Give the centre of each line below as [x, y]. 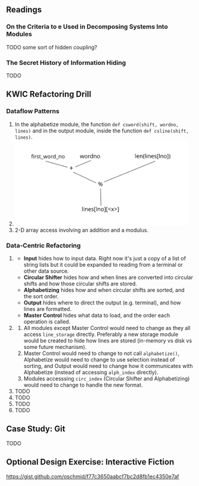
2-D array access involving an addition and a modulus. [81, 230]
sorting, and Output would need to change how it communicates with [108, 366]
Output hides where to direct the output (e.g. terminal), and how [102, 303]
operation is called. [47, 322]
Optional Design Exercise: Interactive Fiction [90, 462]
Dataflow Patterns [33, 111]
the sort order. [41, 296]
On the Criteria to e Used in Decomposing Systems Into [87, 27]
